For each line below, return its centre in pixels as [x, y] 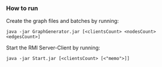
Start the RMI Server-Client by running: [53, 48]
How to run [22, 8]
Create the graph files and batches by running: [63, 21]
